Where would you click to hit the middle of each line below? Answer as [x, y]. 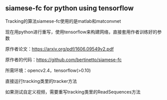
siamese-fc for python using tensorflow [70, 8]
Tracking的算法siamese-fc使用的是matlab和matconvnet [63, 21]
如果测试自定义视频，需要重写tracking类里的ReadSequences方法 [73, 92]
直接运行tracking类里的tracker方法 [41, 81]
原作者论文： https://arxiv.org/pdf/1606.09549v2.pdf [59, 49]
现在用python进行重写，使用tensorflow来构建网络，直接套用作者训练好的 [81, 32]
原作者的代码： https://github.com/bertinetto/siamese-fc [64, 60]
